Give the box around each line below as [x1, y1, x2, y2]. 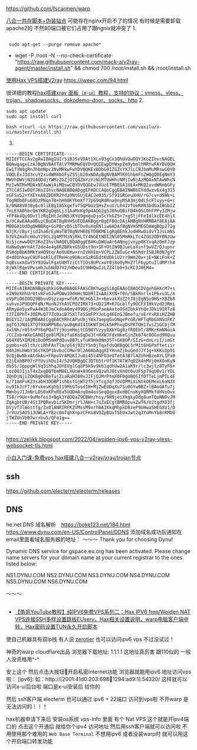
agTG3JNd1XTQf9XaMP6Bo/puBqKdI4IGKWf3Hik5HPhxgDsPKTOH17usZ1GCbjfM [6, 322, 176, 328]
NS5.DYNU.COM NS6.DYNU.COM [6, 578, 88, 585]
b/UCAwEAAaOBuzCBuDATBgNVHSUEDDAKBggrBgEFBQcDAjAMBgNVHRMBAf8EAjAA [6, 218, 176, 224]
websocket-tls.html [6, 442, 53, 449]
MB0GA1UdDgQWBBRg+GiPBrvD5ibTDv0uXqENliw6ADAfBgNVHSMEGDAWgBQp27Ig [6, 224, 176, 229]
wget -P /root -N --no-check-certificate [14, 52, 111, 59]
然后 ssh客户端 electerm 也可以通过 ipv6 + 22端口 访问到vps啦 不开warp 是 [6, 696, 189, 703]
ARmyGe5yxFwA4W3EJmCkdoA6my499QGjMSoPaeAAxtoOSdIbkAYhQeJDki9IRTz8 [6, 306, 176, 312]
